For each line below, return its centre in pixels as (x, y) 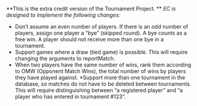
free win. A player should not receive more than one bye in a (89, 39)
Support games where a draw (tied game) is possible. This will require (101, 52)
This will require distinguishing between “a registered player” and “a (99, 90)
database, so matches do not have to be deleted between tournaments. (103, 84)
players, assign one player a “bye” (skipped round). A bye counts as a (101, 33)
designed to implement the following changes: (63, 15)
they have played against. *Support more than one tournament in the (100, 78)
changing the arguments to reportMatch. (65, 58)
